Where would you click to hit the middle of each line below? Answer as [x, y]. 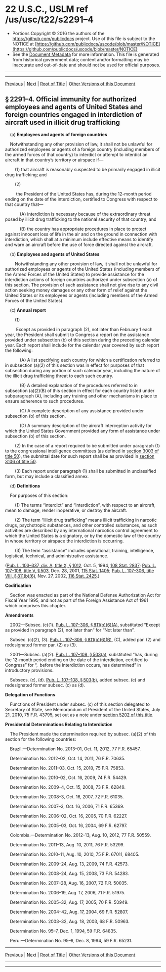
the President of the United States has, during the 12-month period [84, 194]
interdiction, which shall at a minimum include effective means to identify [79, 239]
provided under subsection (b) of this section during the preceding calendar [83, 340]
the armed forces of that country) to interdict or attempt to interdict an [76, 154]
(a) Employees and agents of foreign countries [59, 134]
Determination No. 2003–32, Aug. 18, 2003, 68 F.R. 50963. [70, 921]
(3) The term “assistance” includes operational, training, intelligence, [84, 550]
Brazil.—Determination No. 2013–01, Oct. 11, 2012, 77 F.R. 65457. [75, 749]
